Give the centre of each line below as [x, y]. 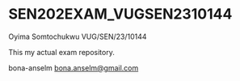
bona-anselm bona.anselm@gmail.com [74, 68]
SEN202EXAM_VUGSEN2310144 [120, 14]
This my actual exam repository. [61, 52]
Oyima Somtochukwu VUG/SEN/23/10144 [78, 36]
